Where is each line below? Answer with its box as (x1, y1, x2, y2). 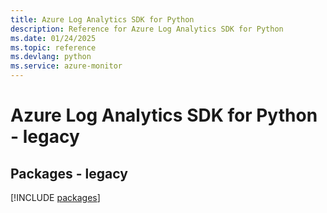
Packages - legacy (10, 165, 128, 182)
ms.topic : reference (10, 42, 97, 53)
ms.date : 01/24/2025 (10, 33, 97, 43)
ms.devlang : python (10, 52, 92, 62)
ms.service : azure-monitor (10, 61, 123, 71)
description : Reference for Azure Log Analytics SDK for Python (10, 24, 284, 34)
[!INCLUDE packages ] (10, 192, 101, 203)
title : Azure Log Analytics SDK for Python (10, 14, 195, 25)
